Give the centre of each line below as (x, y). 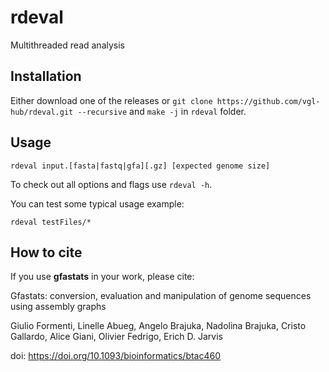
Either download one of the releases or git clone (111, 100)
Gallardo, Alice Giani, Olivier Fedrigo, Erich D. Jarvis (116, 337)
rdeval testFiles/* (51, 222)
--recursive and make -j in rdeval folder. (162, 111)
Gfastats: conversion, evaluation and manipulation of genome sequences (161, 296)
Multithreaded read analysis (67, 45)
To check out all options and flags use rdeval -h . (111, 184)
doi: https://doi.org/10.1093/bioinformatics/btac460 (116, 356)
